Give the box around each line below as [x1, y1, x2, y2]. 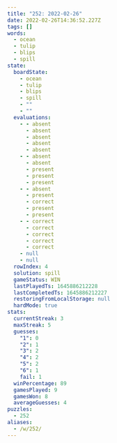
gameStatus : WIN [13, 276, 61, 283]
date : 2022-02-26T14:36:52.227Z [7, 17, 101, 24]
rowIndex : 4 [13, 263, 49, 270]
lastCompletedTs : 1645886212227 [13, 289, 108, 296]
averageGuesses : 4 [13, 399, 68, 407]
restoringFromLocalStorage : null [13, 296, 111, 303]
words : [7, 29, 26, 37]
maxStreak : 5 [13, 322, 52, 329]
